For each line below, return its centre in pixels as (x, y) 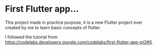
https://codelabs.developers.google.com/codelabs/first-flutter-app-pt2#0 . (79, 42)
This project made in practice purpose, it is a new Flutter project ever (74, 22)
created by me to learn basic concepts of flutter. (53, 27)
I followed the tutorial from (31, 37)
